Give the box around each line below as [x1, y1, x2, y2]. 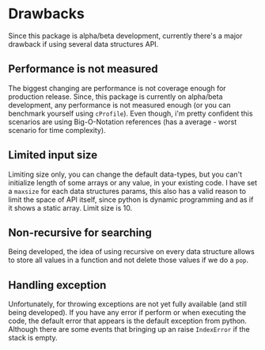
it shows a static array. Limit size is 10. [8, 203, 133, 212]
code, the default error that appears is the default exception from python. [8, 316, 248, 325]
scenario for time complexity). [8, 125, 106, 135]
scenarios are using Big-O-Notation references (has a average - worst [8, 116, 237, 127]
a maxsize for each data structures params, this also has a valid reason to [8, 186, 247, 196]
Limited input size [8, 148, 97, 162]
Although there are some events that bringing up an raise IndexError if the [8, 325, 251, 334]
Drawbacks [8, 5, 85, 23]
